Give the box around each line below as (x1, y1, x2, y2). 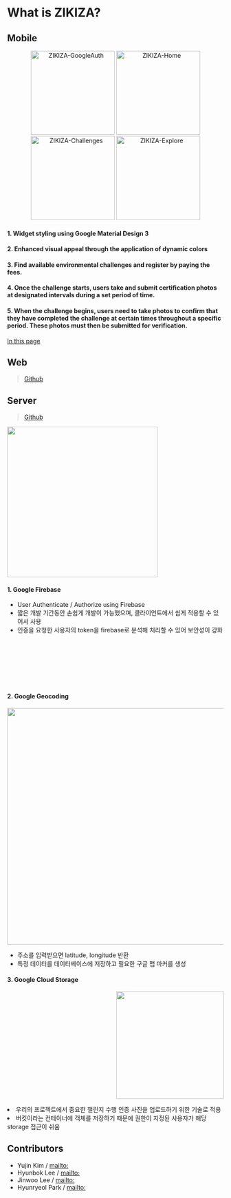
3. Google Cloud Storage (7, 976, 79, 984)
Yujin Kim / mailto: (16, 1161, 69, 1169)
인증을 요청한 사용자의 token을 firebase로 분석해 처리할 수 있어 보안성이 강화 (16, 626, 223, 634)
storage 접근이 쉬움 (7, 1122, 60, 1131)
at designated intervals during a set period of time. (7, 291, 155, 299)
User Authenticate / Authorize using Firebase (16, 601, 146, 609)
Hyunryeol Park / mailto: (16, 1183, 86, 1191)
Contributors (7, 1143, 64, 1155)
